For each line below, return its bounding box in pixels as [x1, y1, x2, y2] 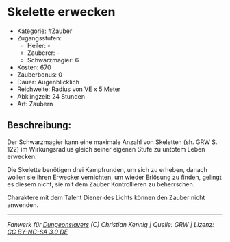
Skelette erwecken [7, 4, 116, 20]
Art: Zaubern [16, 99, 53, 108]
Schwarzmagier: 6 [27, 56, 79, 64]
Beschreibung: [7, 119, 72, 131]
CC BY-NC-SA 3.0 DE [7, 228, 68, 236]
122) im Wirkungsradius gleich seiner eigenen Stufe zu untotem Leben [7, 145, 205, 153]
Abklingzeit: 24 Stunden [16, 92, 86, 100]
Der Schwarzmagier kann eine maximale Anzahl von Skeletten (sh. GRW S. [7, 138, 218, 146]
